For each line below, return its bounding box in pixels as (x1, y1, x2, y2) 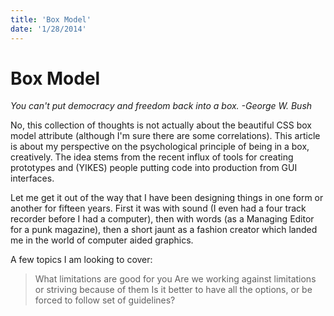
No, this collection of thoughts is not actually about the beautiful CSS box (10, 119, 312, 131)
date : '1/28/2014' (10, 24, 87, 34)
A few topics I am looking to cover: (10, 254, 153, 266)
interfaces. (10, 172, 55, 185)
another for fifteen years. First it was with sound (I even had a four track (10, 202, 307, 215)
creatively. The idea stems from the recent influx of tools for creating (10, 151, 294, 163)
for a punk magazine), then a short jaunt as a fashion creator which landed (10, 224, 318, 236)
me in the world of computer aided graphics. (10, 234, 194, 246)
